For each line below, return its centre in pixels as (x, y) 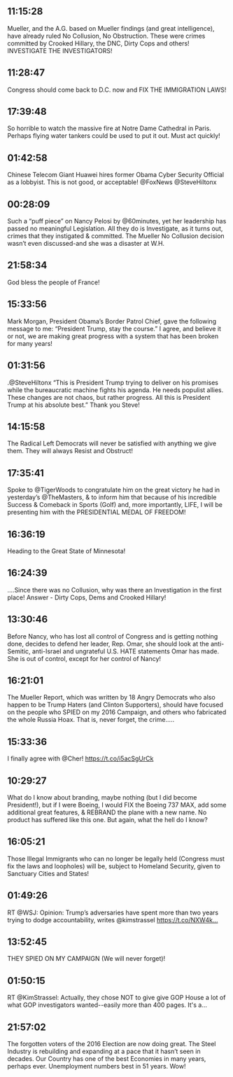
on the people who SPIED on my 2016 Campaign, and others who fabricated (117, 712)
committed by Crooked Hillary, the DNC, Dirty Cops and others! (99, 43)
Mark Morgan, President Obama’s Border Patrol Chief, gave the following (112, 321)
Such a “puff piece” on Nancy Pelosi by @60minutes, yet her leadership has (117, 221)
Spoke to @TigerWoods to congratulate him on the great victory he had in (114, 490)
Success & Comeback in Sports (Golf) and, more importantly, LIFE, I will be (115, 505)
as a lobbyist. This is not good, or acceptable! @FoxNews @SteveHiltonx (112, 182)
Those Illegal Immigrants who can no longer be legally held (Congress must (116, 859)
